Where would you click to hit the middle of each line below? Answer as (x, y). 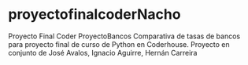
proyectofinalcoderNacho (94, 14)
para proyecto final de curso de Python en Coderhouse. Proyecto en (119, 44)
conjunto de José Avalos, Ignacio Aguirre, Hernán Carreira (103, 52)
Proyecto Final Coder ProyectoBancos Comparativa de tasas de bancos (124, 36)
